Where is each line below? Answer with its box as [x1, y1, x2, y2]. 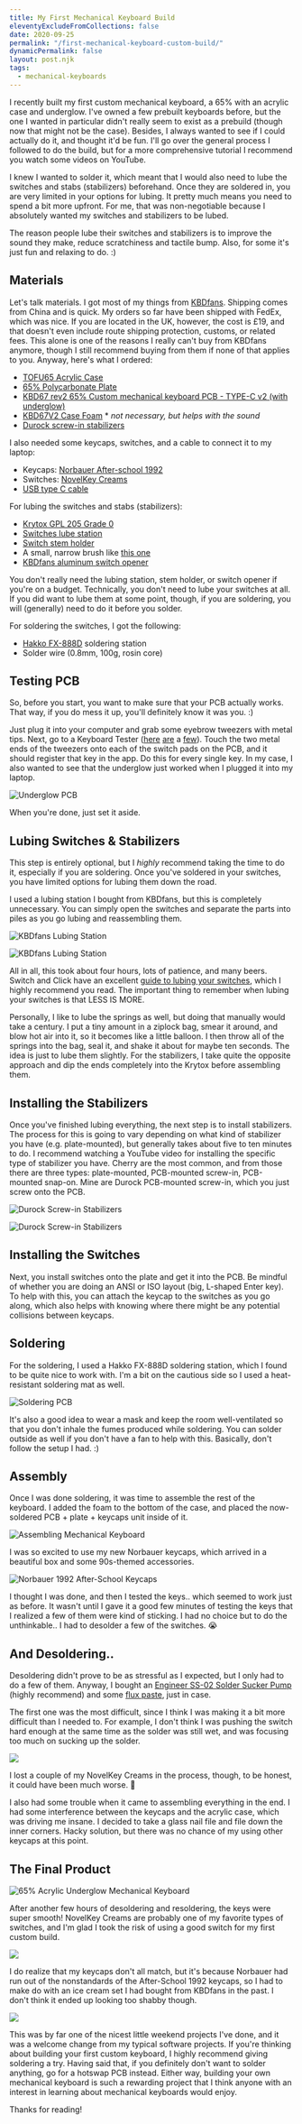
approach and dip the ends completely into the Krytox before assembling [9, 1060, 281, 1071]
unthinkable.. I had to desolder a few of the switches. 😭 [9, 1620, 218, 1631]
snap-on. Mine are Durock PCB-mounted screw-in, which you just [44, 1177, 290, 1187]
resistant [9, 1379, 42, 1390]
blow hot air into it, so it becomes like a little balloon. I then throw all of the [9, 1031, 285, 1042]
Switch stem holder [22, 538, 95, 548]
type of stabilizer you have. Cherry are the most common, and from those [9, 1158, 283, 1168]
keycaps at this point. [9, 1835, 88, 1846]
